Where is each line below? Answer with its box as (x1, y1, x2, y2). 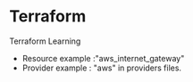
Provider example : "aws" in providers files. (21, 62, 181, 73)
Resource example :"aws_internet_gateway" (21, 53, 185, 63)
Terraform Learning (9, 36, 81, 46)
